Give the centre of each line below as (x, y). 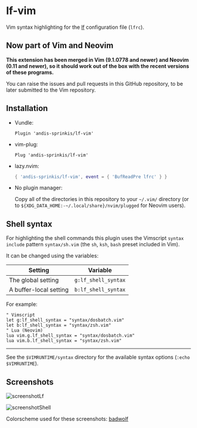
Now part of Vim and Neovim (60, 46)
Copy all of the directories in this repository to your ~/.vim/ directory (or (102, 199)
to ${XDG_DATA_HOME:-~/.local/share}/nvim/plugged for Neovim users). (100, 205)
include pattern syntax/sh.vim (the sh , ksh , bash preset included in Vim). (93, 245)
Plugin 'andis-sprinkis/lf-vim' (54, 133)
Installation (27, 108)
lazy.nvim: (27, 166)
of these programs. (30, 72)
